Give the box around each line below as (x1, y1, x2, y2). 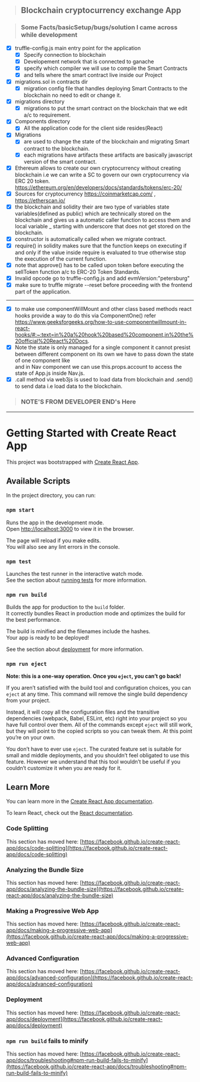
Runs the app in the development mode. (6, 519, 104, 526)
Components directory (14, 118, 70, 125)
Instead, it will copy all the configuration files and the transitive (6, 708, 160, 716)
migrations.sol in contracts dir (14, 78, 88, 85)
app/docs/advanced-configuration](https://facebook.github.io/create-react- (6, 974, 193, 982)
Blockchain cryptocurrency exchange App (20, 5, 182, 16)
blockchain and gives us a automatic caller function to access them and (14, 216, 191, 224)
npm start (6, 507, 35, 514)
